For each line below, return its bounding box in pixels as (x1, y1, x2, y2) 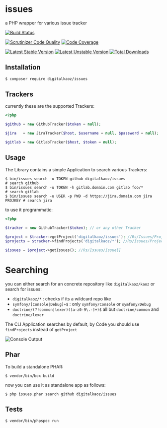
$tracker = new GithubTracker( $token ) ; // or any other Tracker (5, 225, 141, 230)
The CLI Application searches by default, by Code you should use (5, 321, 140, 327)
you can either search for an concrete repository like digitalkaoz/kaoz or (5, 281, 155, 287)
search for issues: (5, 286, 42, 292)
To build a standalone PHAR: (5, 363, 64, 369)
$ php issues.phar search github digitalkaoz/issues (5, 391, 117, 397)
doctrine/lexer (12, 313, 44, 318)
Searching (5, 265, 49, 276)
